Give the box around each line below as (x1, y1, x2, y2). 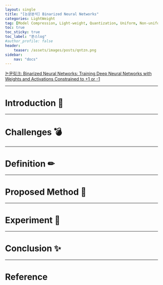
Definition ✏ (5, 158, 55, 169)
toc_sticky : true (5, 30, 40, 34)
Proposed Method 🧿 (5, 186, 86, 198)
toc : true (5, 25, 25, 30)
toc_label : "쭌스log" (5, 34, 47, 39)
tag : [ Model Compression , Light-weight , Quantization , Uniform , (5, 20, 138, 26)
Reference (5, 271, 48, 283)
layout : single (5, 7, 36, 12)
